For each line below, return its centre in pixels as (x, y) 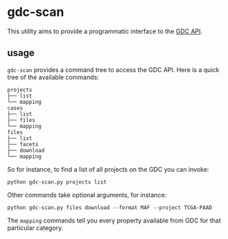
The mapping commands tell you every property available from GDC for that (114, 220)
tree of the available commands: (53, 77)
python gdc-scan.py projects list (57, 182)
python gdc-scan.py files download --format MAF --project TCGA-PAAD (110, 207)
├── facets (23, 144)
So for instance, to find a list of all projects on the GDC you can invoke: (108, 169)
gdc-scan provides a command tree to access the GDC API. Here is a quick (113, 69)
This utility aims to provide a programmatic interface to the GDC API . (105, 31)
